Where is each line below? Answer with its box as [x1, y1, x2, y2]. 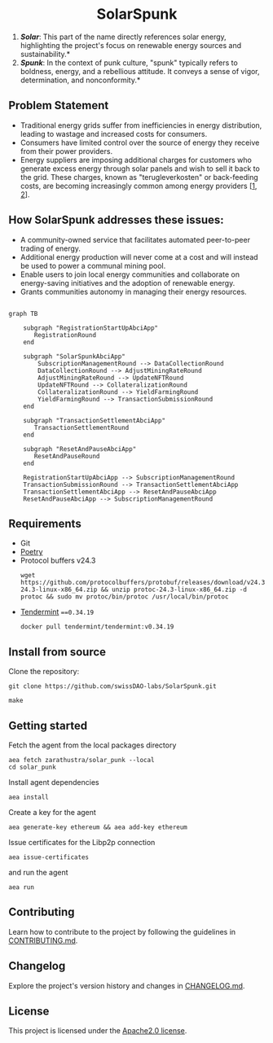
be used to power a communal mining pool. [20, 261, 166, 270]
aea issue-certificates [8, 853, 90, 861]
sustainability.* [20, 49, 71, 59]
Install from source [8, 645, 107, 659]
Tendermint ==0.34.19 [20, 607, 95, 617]
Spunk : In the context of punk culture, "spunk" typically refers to [20, 58, 238, 68]
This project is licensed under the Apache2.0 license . [8, 1026, 187, 1036]
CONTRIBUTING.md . [8, 936, 78, 945]
